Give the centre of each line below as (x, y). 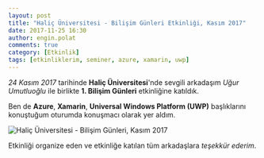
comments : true (33, 45)
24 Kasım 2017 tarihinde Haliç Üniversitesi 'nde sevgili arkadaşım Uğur (124, 82)
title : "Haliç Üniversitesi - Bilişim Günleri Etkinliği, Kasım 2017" (127, 23)
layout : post (30, 15)
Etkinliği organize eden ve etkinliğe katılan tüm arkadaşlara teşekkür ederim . (132, 145)
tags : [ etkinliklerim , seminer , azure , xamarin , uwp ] (99, 60)
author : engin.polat (42, 38)
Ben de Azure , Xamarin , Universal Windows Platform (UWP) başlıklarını (127, 106)
